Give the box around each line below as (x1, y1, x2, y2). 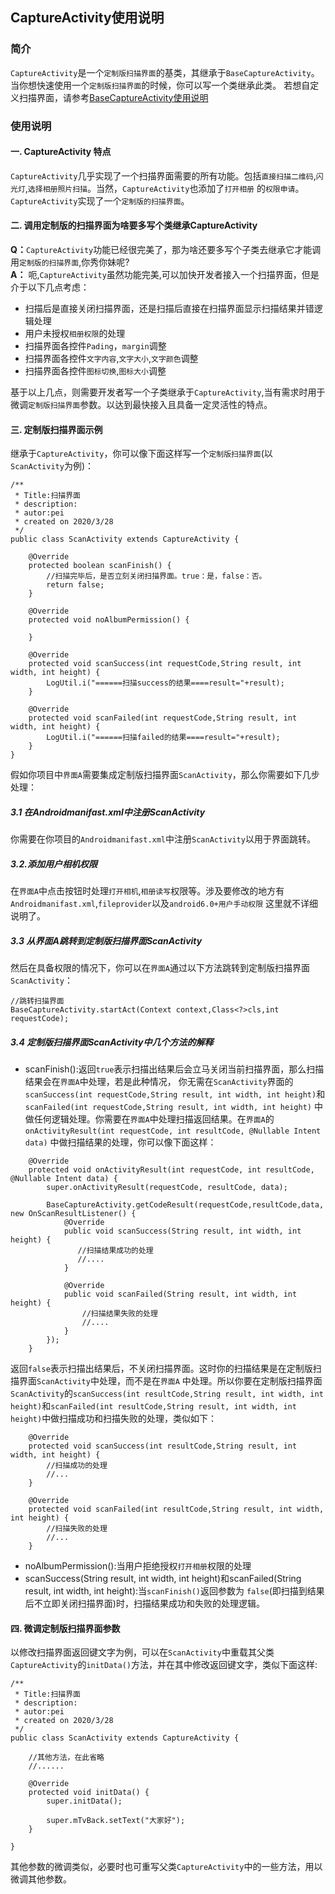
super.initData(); (46, 1796, 123, 1807)
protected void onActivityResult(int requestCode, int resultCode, (28, 1165, 315, 1175)
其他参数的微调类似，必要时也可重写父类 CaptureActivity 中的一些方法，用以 (10, 1861, 323, 1873)
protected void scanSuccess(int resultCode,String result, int (28, 1441, 298, 1452)
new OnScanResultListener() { (10, 1209, 137, 1219)
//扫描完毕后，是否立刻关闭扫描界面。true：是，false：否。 (46, 571, 267, 582)
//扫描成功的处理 (46, 1461, 108, 1471)
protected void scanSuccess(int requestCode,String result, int (28, 659, 302, 669)
